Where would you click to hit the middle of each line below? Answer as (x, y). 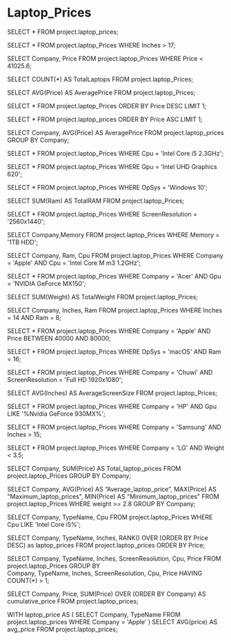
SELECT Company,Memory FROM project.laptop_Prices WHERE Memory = (113, 234)
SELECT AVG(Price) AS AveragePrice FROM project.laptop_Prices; (101, 92)
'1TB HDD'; (23, 242)
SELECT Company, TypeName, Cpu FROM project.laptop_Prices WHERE (110, 517)
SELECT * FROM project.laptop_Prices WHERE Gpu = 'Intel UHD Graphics (112, 166)
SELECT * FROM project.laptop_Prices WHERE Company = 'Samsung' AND (114, 427)
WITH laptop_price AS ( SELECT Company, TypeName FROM (94, 614)
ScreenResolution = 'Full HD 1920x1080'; (65, 379)
